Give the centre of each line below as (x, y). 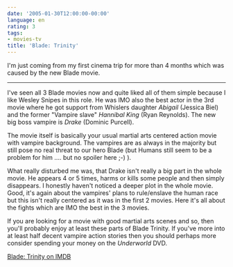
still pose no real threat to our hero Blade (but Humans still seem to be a (110, 150)
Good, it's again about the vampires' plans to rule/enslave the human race (113, 193)
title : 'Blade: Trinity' (43, 46)
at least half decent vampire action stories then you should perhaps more (112, 236)
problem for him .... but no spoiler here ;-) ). (69, 157)
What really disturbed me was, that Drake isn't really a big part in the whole (114, 171)
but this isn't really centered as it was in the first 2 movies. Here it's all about (116, 200)
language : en (26, 20)
